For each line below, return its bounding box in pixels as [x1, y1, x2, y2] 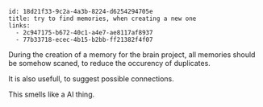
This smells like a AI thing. [8, 89, 95, 99]
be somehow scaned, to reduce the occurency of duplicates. [8, 59, 211, 68]
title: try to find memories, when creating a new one [8, 14, 197, 23]
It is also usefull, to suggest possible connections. [8, 74, 175, 84]
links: [8, 22, 31, 30]
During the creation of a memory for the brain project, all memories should [8, 50, 256, 60]
